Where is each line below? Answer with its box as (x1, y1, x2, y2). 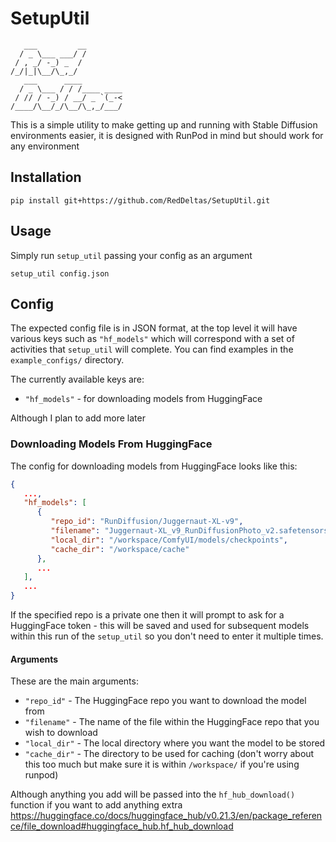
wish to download (24, 727, 98, 739)
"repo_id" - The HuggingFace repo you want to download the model (24, 695, 307, 707)
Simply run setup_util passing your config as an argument (10, 249, 253, 261)
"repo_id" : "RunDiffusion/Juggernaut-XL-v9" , (50, 517, 244, 527)
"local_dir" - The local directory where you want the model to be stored (24, 737, 326, 749)
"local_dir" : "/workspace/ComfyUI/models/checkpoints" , (50, 535, 288, 545)
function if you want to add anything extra (10, 799, 183, 811)
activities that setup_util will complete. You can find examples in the (10, 343, 294, 356)
